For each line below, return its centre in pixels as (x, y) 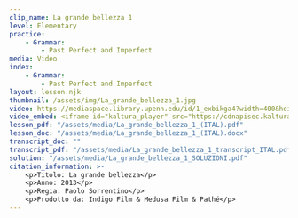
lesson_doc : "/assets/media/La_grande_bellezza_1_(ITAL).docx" (129, 133)
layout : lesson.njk (45, 92)
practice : (27, 34)
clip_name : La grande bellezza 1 (71, 17)
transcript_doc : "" (45, 141)
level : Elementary (43, 26)
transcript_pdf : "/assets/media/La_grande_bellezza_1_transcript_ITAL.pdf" (152, 149)
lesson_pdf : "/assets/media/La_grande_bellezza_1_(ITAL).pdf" (126, 125)
